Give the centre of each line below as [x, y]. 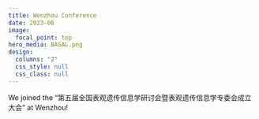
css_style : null [42, 67]
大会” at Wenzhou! [38, 107]
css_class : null [42, 74]
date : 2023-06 [32, 23]
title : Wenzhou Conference [53, 15]
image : [19, 30]
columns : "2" [37, 60]
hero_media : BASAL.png [45, 45]
